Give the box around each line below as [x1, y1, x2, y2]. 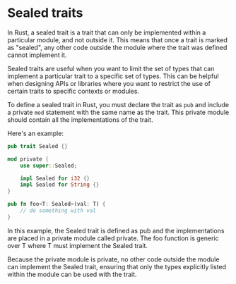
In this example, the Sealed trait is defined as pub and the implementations [7, 226, 225, 235]
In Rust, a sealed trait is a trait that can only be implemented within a [7, 28, 206, 37]
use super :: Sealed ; [20, 162, 78, 169]
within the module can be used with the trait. [7, 270, 137, 278]
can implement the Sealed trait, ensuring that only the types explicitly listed [7, 262, 227, 271]
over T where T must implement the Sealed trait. [7, 241, 148, 249]
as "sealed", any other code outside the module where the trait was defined [7, 43, 228, 51]
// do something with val [20, 207, 97, 214]
